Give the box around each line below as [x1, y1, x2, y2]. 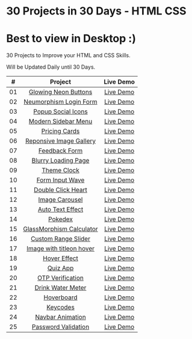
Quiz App [47, 264, 74, 272]
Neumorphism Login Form [23, 98, 98, 106]
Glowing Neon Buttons [29, 88, 93, 96]
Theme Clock [42, 166, 79, 175]
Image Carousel [38, 196, 83, 204]
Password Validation [31, 323, 90, 331]
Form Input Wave [36, 176, 85, 184]
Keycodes [46, 303, 75, 311]
